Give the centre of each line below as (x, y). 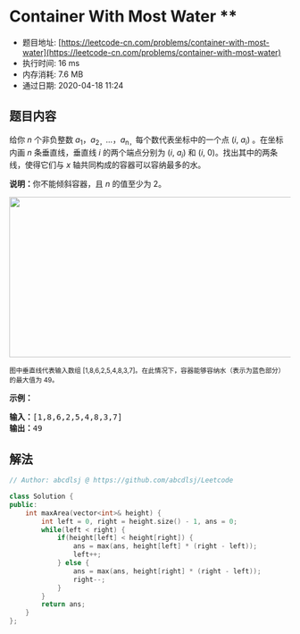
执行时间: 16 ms (51, 63)
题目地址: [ (42, 42)
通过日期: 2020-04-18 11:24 (73, 85)
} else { (73, 563)
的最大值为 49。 (34, 380)
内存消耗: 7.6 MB (53, 74)
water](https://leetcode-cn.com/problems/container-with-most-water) (151, 52)
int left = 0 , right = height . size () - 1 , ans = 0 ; (140, 521)
